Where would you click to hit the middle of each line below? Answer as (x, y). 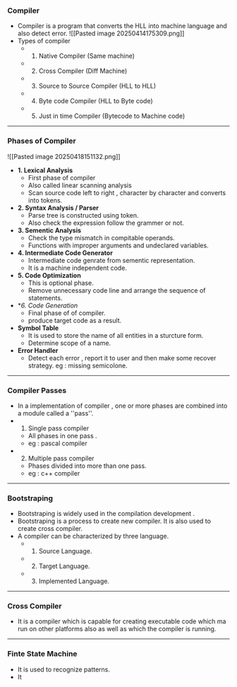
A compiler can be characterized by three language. (93, 536)
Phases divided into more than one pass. (87, 466)
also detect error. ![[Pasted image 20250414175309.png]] (101, 33)
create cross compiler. (50, 529)
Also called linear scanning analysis (80, 185)
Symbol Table (38, 328)
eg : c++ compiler (54, 473)
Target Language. (64, 566)
